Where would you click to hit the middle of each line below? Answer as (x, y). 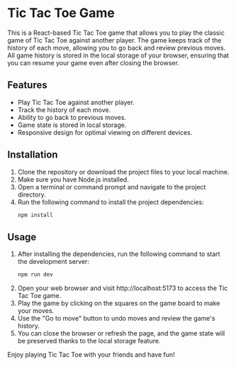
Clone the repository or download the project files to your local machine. (123, 172)
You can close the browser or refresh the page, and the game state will (121, 333)
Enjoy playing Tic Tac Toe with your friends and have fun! (91, 355)
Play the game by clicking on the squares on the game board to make (119, 304)
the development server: (54, 262)
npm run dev (35, 274)
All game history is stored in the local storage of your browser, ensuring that (118, 55)
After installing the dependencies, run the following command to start (119, 254)
